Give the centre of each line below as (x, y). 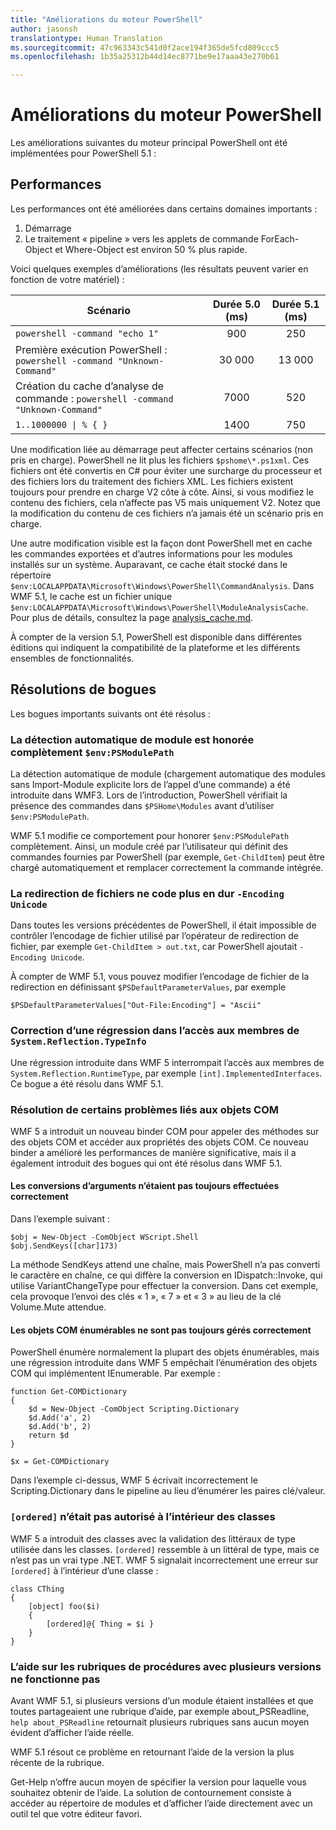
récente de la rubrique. (57, 1762)
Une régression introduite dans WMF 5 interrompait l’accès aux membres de (167, 1062)
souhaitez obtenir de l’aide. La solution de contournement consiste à (151, 1792)
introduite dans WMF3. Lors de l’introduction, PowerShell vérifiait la (149, 795)
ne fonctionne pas (55, 1679)
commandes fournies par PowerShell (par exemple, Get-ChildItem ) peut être (167, 857)
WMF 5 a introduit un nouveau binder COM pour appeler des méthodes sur (165, 1131)
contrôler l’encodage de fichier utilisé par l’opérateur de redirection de (154, 936)
